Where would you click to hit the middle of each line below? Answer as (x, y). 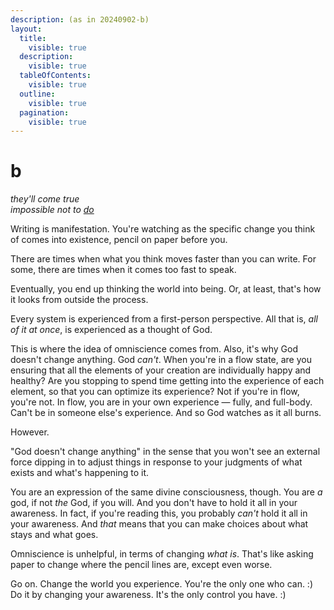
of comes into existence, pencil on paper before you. (119, 240)
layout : (26, 29)
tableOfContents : (55, 76)
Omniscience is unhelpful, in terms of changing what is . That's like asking (162, 554)
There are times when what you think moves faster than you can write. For (163, 259)
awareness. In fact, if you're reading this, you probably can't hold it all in (159, 513)
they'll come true (45, 199)
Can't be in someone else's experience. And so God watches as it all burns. (166, 413)
